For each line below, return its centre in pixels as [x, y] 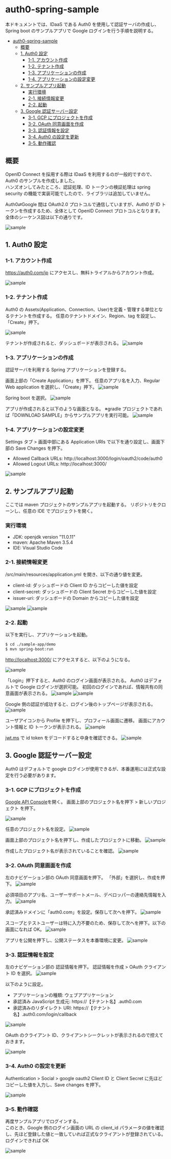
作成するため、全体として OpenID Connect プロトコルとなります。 [93, 211]
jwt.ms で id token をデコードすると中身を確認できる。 [63, 738]
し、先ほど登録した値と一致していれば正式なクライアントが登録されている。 [86, 1134]
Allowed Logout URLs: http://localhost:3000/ [60, 464]
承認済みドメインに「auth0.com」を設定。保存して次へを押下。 [72, 912]
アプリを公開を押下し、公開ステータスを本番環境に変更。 [66, 940]
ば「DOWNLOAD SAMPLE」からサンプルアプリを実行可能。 [68, 415]
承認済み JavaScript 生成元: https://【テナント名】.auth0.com [77, 1002]
